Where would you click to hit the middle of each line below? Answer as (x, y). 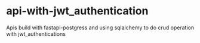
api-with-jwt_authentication (77, 11)
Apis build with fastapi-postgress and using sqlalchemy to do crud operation (100, 27)
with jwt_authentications (36, 33)
